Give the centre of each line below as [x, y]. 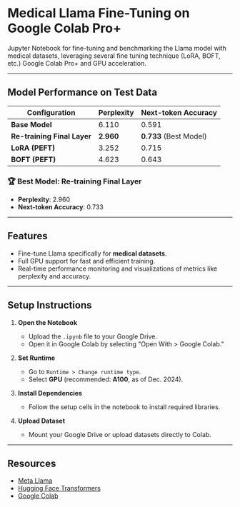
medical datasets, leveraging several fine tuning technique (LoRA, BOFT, [114, 56]
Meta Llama [35, 481]
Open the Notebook [47, 322]
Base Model [31, 124]
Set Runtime [36, 358]
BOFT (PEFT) [33, 159]
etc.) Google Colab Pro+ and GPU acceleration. [77, 63]
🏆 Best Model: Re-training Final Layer [75, 181]
